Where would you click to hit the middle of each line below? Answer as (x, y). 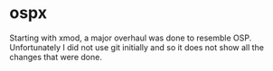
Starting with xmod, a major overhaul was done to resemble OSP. (131, 38)
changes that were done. (56, 57)
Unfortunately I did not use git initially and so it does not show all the (137, 47)
